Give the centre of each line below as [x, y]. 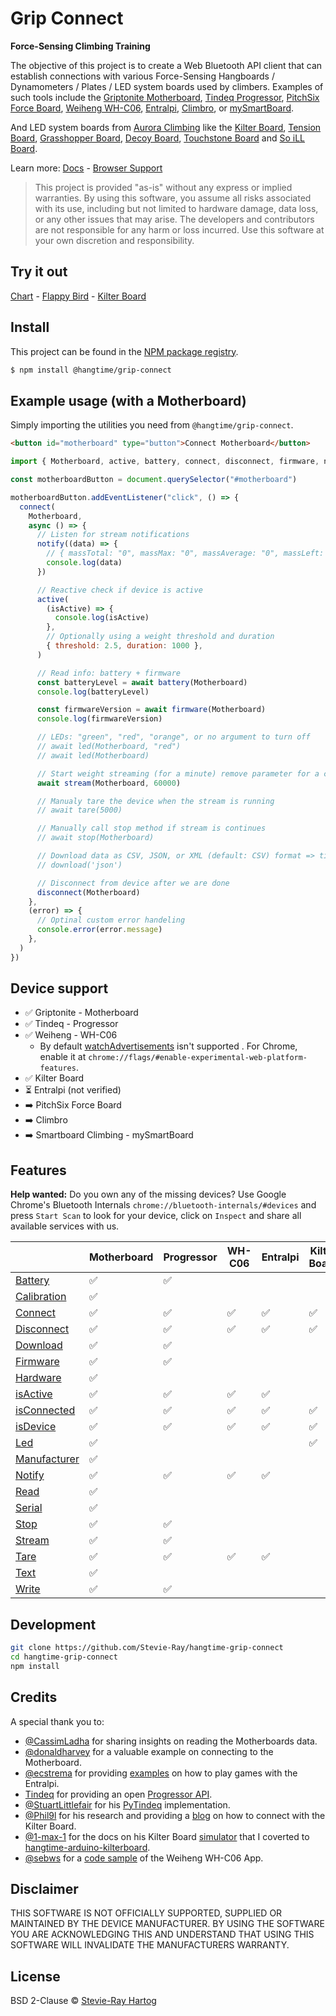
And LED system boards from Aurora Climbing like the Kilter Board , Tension [166, 127]
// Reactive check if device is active [119, 590]
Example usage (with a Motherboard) [128, 400]
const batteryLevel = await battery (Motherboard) [142, 682]
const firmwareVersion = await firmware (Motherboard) [151, 710]
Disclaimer [44, 1888]
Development [53, 1624]
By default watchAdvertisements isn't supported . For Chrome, [168, 1046]
